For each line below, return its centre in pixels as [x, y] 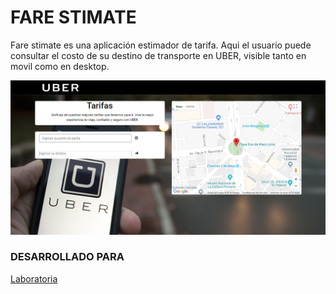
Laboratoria [34, 278]
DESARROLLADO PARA [67, 257]
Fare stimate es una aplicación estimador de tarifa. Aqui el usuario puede [161, 45]
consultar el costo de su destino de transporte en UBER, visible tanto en [158, 55]
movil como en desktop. [60, 66]
